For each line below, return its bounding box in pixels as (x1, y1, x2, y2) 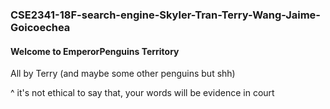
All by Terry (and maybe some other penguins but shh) (10, 68, 236, 80)
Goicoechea (10, 20, 71, 34)
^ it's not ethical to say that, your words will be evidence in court (10, 87, 275, 99)
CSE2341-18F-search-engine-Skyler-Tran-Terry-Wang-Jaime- (10, 8, 321, 22)
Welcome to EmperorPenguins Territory (10, 45, 180, 57)
